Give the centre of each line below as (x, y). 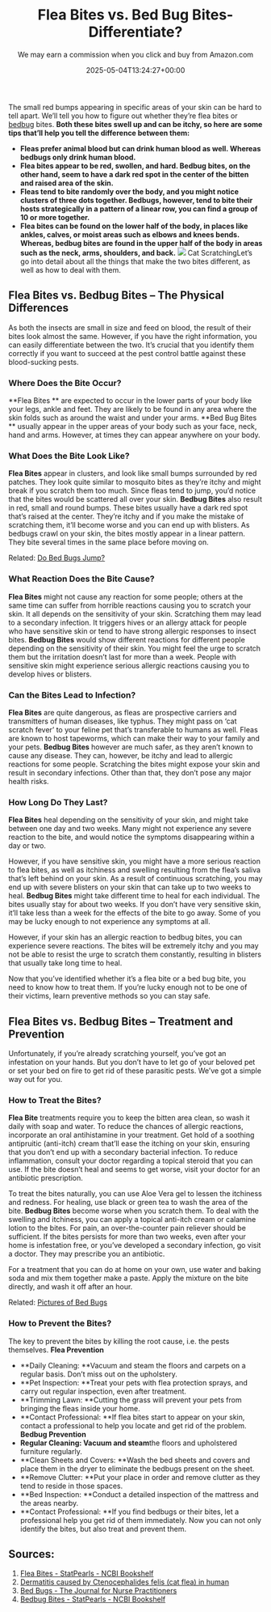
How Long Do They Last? (58, 802)
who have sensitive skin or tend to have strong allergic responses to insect (132, 631)
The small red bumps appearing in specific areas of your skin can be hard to (135, 107)
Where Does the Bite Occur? (65, 383)
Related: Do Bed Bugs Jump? (57, 558)
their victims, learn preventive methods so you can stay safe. (110, 996)
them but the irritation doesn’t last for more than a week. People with (122, 656)
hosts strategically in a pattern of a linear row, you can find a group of (139, 209)
